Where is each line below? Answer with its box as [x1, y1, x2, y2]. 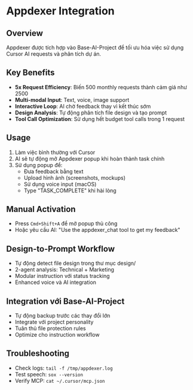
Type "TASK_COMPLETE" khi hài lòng [23, 187, 117, 194]
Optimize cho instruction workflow [14, 331, 100, 338]
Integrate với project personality [14, 319, 94, 326]
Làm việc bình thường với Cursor [14, 149, 96, 156]
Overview [6, 28, 44, 38]
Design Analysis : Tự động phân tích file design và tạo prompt [14, 109, 167, 116]
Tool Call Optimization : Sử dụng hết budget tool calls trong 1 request [14, 115, 185, 122]
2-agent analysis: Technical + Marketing [14, 266, 115, 273]
